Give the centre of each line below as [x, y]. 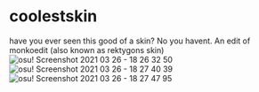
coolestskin [53, 16]
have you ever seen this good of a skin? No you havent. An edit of [130, 41]
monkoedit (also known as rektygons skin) [87, 50]
